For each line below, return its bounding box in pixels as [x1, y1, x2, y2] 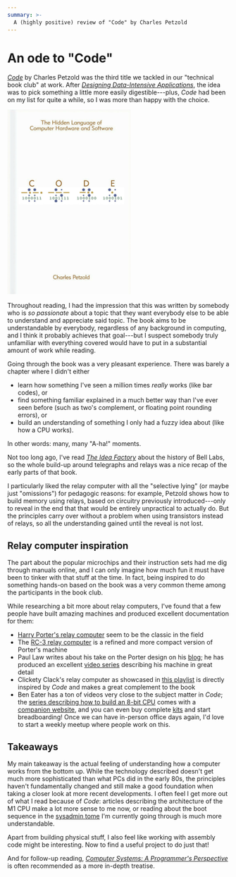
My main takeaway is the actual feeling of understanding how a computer [7, 759, 221, 768]
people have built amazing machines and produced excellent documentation [7, 609, 229, 618]
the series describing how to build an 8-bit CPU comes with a [17, 698, 196, 707]
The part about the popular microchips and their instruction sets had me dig [7, 559, 228, 567]
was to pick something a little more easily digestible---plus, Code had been [7, 88, 226, 97]
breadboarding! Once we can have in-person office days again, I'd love [17, 713, 224, 721]
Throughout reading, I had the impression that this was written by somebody [7, 301, 230, 310]
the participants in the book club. [7, 588, 104, 597]
